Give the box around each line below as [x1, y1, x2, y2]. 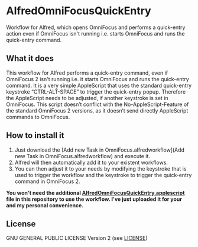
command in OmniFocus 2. [14, 178, 80, 185]
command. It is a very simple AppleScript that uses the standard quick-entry [6, 82, 192, 89]
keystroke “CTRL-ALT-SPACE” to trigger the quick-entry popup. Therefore [6, 88, 186, 95]
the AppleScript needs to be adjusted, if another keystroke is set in [6, 94, 168, 101]
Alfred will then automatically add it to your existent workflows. [14, 159, 168, 166]
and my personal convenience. [6, 201, 84, 208]
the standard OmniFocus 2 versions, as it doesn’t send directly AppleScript [6, 107, 189, 114]
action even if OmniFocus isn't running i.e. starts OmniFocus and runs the [6, 30, 185, 37]
